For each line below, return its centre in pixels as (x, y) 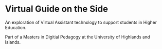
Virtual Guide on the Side (57, 9)
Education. (16, 27)
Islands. (13, 42)
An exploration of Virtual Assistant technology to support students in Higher (81, 22)
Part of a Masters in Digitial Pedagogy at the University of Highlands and (78, 37)
